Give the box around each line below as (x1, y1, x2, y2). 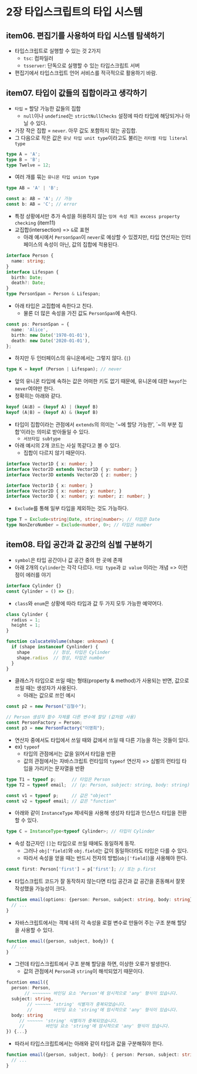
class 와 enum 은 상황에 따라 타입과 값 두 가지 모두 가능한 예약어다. (14, 600, 163, 607)
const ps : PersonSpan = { (6, 322, 69, 327)
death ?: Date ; (11, 280, 46, 286)
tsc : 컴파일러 (23, 55, 54, 62)
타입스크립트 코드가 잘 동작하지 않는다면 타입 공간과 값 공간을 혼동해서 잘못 (14, 878, 186, 885)
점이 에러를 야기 (14, 571, 51, 578)
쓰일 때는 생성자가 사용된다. (14, 684, 78, 691)
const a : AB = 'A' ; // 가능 (6, 196, 72, 202)
